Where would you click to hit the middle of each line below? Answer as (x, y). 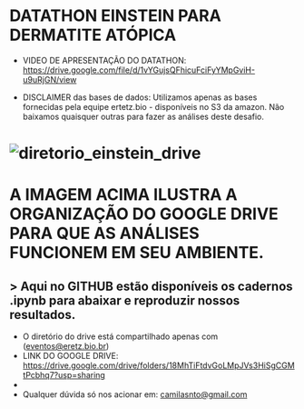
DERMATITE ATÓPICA (93, 35)
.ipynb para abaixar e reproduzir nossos (125, 300)
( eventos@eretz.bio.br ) (66, 346)
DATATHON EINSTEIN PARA (116, 16)
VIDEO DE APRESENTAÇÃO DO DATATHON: (104, 60)
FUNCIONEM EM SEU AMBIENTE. (137, 253)
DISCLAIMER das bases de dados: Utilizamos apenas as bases (140, 97)
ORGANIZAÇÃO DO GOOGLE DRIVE (144, 214)
